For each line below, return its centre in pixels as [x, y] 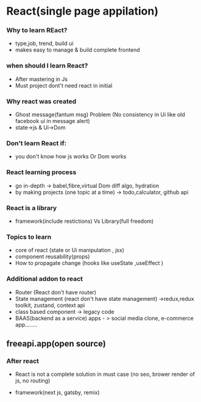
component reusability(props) [52, 256]
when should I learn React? [47, 66]
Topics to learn [29, 237]
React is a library [32, 208]
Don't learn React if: [37, 143]
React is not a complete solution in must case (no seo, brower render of [105, 374]
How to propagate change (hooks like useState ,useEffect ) [89, 263]
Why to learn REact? [37, 30]
